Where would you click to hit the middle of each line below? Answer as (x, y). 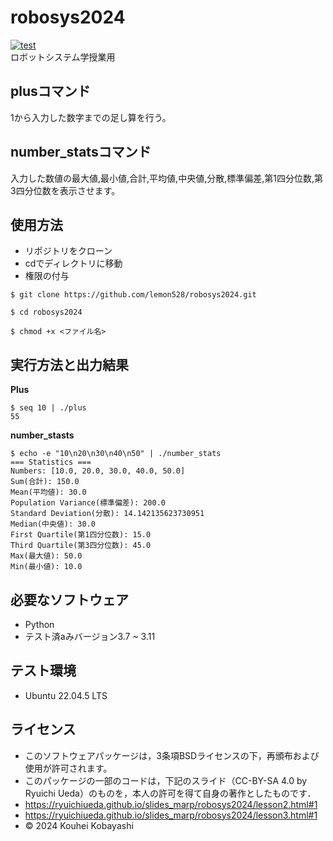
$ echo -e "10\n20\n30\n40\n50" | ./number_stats (116, 454)
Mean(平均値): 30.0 (48, 492)
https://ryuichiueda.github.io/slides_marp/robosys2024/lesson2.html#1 (171, 804)
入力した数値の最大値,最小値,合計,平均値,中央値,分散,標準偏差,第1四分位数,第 (166, 178)
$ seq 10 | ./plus (48, 408)
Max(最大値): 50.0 (46, 556)
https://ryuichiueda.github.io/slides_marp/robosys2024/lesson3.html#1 (171, 815)
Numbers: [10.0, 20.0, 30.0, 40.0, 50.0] (98, 471)
